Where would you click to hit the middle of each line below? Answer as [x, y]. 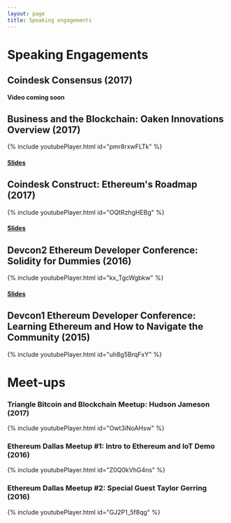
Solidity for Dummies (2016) [69, 261]
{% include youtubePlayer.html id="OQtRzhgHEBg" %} [86, 212]
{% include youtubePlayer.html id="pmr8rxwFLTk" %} [85, 146]
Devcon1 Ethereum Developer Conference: [102, 316]
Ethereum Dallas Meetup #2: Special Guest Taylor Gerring [107, 488]
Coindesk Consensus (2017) [70, 81]
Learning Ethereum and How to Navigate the [105, 327]
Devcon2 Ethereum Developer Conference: [103, 250]
